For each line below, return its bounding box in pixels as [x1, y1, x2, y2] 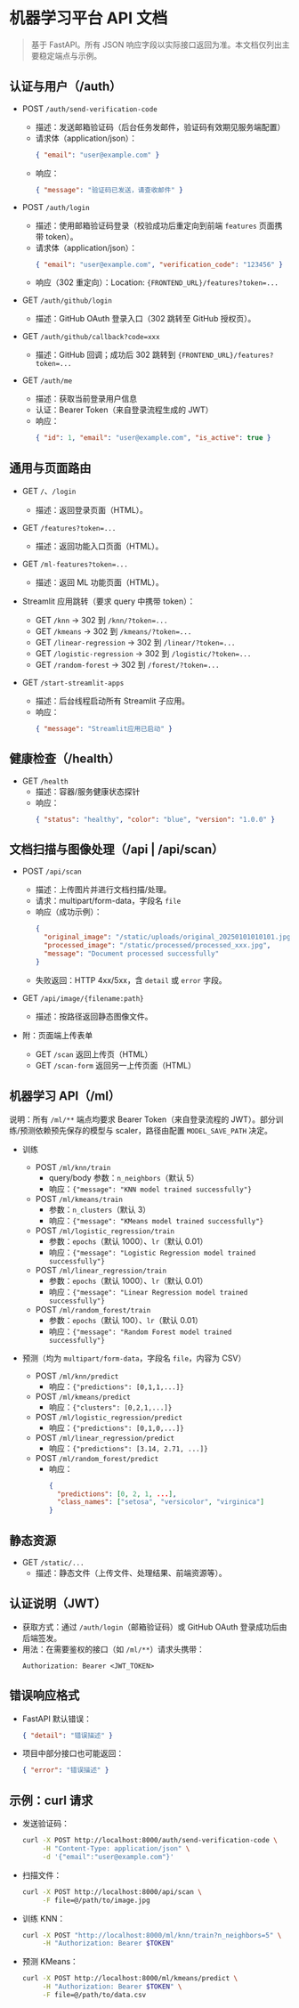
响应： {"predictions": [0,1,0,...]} [48, 1422, 184, 1433]
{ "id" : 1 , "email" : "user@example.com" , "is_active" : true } [35, 434, 271, 443]
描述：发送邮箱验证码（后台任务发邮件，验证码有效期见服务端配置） [35, 121, 286, 132]
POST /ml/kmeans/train [35, 1193, 123, 1204]
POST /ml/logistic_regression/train [35, 1225, 175, 1236]
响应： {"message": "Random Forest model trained [48, 1326, 232, 1337]
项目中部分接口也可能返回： [21, 1748, 125, 1759]
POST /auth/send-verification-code [21, 103, 158, 114]
